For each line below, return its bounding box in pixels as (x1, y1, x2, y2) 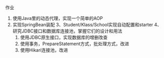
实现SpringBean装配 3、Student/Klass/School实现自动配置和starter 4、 (12, 22, 162, 27)
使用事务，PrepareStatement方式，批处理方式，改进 (20, 41, 129, 47)
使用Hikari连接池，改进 (20, 47, 68, 53)
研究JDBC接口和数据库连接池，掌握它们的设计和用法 (12, 28, 122, 34)
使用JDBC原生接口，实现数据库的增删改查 (20, 35, 108, 40)
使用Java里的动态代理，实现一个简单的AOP (12, 15, 103, 21)
